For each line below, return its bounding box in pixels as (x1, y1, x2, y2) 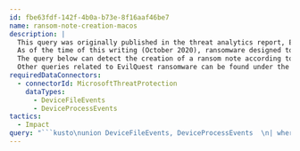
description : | (9, 29, 66, 38)
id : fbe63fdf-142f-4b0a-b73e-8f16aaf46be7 (9, 12, 170, 22)
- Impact (17, 121, 50, 130)
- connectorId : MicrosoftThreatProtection (17, 79, 178, 88)
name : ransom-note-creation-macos (9, 21, 138, 30)
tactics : (9, 112, 42, 121)
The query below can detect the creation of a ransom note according (17, 54, 281, 63)
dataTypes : (25, 87, 66, 96)
